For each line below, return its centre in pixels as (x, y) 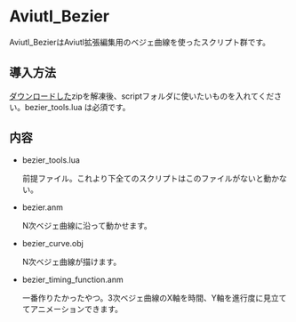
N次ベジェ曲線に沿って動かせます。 (87, 225)
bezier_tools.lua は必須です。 (77, 107)
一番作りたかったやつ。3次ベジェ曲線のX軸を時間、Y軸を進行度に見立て (154, 298)
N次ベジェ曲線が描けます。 (72, 262)
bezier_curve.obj (53, 243)
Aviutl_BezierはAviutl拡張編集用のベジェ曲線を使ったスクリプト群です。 (140, 42)
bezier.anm (43, 207)
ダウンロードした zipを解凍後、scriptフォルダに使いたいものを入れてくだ (142, 96)
